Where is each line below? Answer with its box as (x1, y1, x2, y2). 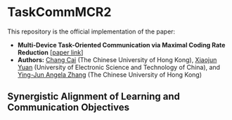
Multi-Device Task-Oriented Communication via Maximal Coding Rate (17, 40, 226, 49)
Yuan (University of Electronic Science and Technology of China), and (17, 63, 220, 71)
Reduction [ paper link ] (17, 48, 84, 57)
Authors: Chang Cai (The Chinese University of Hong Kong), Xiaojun (17, 55, 217, 63)
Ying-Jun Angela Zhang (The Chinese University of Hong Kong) (17, 70, 202, 79)
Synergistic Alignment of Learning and (7, 91, 181, 103)
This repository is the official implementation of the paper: (7, 27, 176, 36)
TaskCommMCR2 (7, 4, 112, 20)
